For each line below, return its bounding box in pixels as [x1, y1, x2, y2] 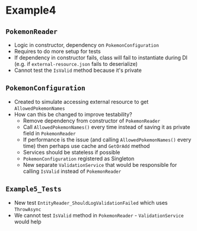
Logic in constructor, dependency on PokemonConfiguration [14, 42, 160, 48]
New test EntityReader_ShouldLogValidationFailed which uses [14, 199, 168, 206]
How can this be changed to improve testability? [14, 110, 132, 118]
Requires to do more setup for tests [14, 48, 101, 55]
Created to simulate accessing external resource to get [14, 98, 149, 105]
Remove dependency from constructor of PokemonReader [23, 117, 161, 124]
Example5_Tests [5, 185, 62, 194]
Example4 [5, 4, 56, 17]
